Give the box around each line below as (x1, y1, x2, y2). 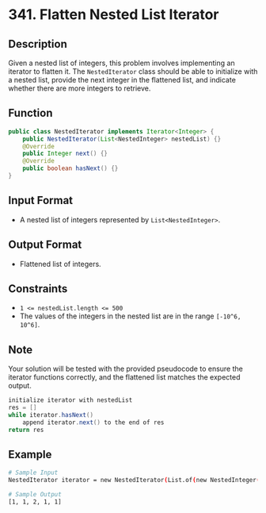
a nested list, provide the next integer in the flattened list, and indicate (8, 75, 236, 84)
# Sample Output (8, 491, 62, 499)
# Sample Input (8, 469, 59, 477)
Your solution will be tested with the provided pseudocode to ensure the (8, 364, 243, 374)
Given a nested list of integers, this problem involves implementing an (8, 58, 235, 67)
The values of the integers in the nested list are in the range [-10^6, (19, 311, 241, 321)
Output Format (8, 238, 82, 252)
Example (8, 447, 52, 461)
